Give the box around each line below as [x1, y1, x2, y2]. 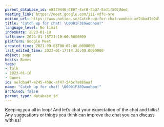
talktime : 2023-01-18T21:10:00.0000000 [5, 35, 86, 40]
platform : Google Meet [5, 39, 51, 44]
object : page [5, 52, 32, 58]
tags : [5, 62, 16, 66]
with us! [5, 117, 21, 123]
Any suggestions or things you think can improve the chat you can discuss [5, 112, 155, 118]
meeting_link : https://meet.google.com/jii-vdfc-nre [5, 12, 115, 17]
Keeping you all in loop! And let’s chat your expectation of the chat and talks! [5, 107, 159, 113]
